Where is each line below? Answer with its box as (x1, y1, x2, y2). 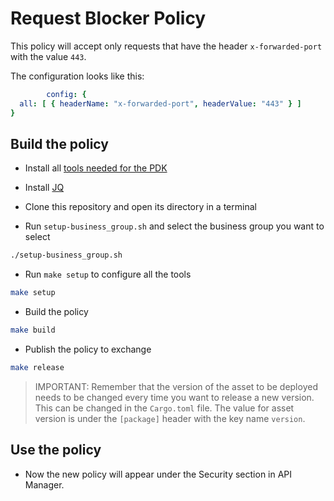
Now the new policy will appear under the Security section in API (24, 468, 293, 480)
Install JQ (24, 182, 65, 194)
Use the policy (10, 442, 102, 459)
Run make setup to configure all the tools (24, 268, 192, 281)
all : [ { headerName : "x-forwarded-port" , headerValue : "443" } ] (19, 98, 302, 109)
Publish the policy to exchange (24, 343, 152, 355)
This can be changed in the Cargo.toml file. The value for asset (34, 402, 295, 414)
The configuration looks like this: (10, 70, 145, 82)
